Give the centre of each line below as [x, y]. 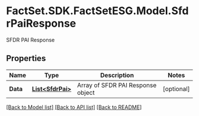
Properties [26, 58]
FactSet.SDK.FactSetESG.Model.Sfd [97, 11]
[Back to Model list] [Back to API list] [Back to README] [74, 107]
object [86, 92]
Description [117, 75]
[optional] [176, 89]
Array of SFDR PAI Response [117, 85]
